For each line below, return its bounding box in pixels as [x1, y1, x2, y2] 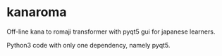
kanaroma [6, 4, 67, 20]
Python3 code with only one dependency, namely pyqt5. [6, 41, 171, 49]
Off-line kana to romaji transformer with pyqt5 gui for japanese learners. [6, 27, 216, 36]
